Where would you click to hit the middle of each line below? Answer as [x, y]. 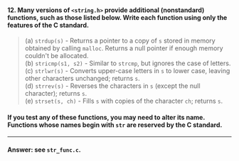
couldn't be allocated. [57, 56]
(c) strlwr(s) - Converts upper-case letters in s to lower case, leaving [127, 71]
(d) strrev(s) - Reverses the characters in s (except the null [112, 86]
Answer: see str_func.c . [44, 150]
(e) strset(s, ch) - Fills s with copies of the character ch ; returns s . [123, 101]
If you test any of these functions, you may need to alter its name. [106, 117]
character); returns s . [56, 94]
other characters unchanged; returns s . [82, 79]
